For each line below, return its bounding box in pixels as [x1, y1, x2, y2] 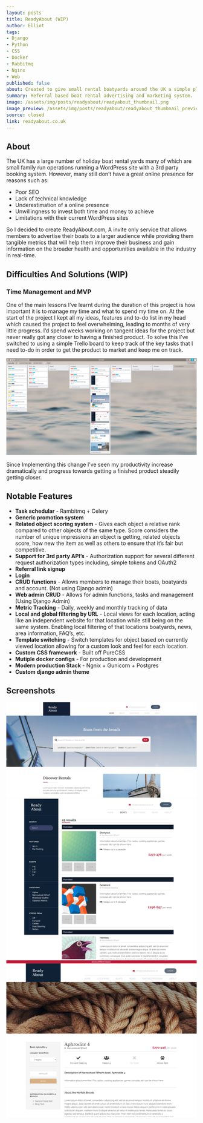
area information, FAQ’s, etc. [14, 630, 86, 637]
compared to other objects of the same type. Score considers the [14, 527, 178, 534]
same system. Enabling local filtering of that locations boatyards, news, [14, 623, 193, 630]
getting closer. [6, 473, 42, 481]
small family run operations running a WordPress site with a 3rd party [6, 164, 179, 171]
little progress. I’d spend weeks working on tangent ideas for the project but [6, 327, 195, 334]
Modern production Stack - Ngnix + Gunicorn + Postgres [14, 662, 159, 669]
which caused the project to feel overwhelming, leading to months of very [6, 321, 190, 328]
